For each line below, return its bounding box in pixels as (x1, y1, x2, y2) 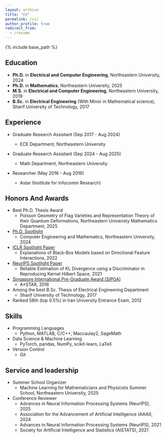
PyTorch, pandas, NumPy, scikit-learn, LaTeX (19, 341, 112, 347)
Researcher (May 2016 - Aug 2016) (12, 170, 84, 176)
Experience (5, 118, 41, 127)
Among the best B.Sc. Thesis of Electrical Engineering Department (12, 287, 149, 293)
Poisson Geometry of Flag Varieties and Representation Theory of (19, 213, 155, 219)
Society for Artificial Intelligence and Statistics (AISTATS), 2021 (19, 427, 149, 433)
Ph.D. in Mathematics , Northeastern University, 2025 (12, 82, 123, 88)
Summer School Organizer (12, 380, 67, 386)
